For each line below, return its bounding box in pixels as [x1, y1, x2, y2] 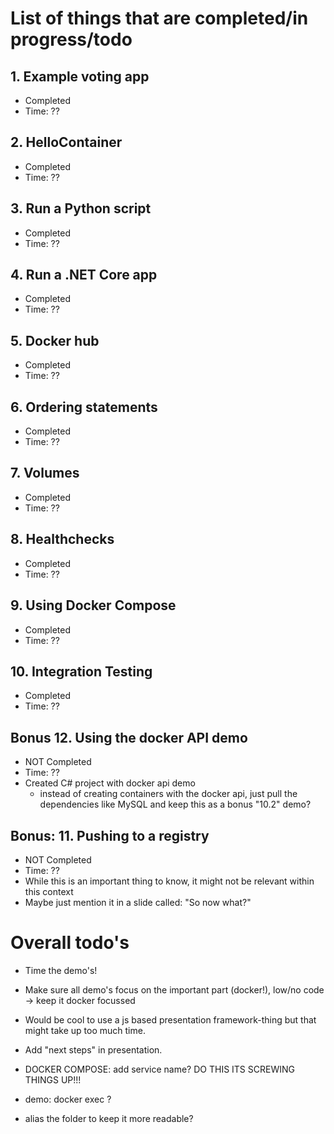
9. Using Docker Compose [10, 597, 177, 614]
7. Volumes [10, 465, 80, 482]
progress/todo [10, 28, 133, 51]
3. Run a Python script [10, 200, 152, 217]
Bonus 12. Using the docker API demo [10, 729, 248, 746]
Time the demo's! [24, 964, 98, 976]
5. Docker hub [10, 332, 100, 349]
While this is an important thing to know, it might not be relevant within [24, 875, 315, 887]
